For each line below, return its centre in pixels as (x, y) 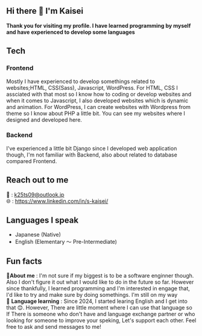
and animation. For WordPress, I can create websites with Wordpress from (99, 107)
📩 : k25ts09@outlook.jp (35, 194)
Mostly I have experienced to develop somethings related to (81, 81)
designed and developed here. (44, 120)
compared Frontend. (32, 161)
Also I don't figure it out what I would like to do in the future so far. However (100, 282)
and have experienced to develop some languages (71, 32)
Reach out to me (37, 180)
